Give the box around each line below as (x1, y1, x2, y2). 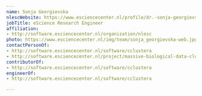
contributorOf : (6, 59, 44, 65)
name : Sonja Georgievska (6, 8, 69, 15)
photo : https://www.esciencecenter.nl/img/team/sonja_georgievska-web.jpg (6, 37, 198, 43)
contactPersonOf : (6, 43, 50, 49)
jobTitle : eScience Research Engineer (6, 20, 103, 26)
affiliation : (6, 25, 39, 32)
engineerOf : (6, 70, 36, 76)
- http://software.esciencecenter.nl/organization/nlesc (6, 31, 152, 37)
